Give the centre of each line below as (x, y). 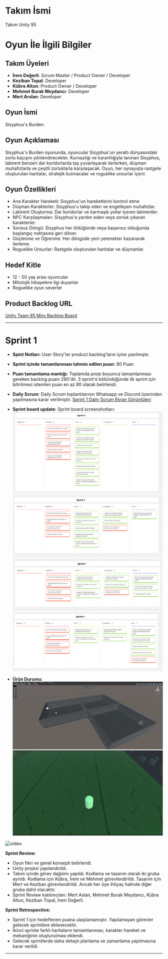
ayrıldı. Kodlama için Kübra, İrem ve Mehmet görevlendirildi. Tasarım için (87, 879)
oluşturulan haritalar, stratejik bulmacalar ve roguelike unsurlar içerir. (76, 173)
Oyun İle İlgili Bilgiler (48, 45)
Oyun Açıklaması (32, 140)
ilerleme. (21, 244)
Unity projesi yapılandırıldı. (40, 868)
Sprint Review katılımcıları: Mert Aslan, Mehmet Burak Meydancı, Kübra (85, 895)
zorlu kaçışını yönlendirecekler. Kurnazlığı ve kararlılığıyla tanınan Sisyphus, (83, 157)
